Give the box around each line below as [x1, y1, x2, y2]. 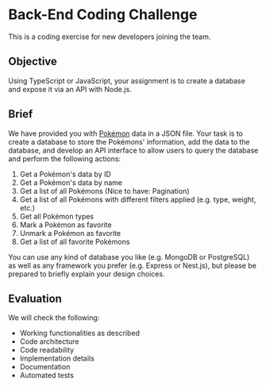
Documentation [19, 362, 71, 372]
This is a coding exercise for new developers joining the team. [8, 32, 211, 41]
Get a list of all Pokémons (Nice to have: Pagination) [19, 186, 190, 195]
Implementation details [19, 353, 95, 363]
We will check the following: [8, 313, 100, 322]
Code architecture [19, 337, 79, 346]
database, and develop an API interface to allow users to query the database [8, 145, 259, 155]
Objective [8, 55, 58, 68]
